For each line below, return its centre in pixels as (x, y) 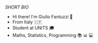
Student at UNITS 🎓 (33, 28)
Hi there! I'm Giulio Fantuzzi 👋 (42, 17)
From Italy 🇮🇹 (27, 22)
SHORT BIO (17, 7)
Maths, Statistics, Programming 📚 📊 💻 (53, 35)
